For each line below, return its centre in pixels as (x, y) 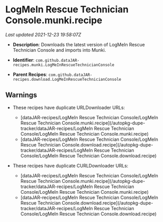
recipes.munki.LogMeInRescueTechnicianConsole (64, 65)
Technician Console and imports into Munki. (59, 50)
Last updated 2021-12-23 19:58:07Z (43, 34)
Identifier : (24, 60)
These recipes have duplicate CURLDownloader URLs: (70, 165)
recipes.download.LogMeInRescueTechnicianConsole (67, 79)
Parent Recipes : (30, 74)
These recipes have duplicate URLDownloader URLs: (69, 107)
